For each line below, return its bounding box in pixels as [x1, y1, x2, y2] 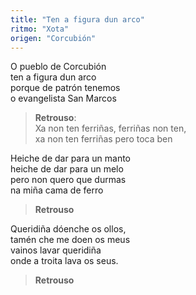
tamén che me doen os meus [10, 234, 131, 246]
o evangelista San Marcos [10, 92, 117, 105]
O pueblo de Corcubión [10, 61, 107, 73]
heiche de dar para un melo [10, 163, 124, 175]
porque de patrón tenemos [10, 82, 121, 94]
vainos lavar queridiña [10, 244, 102, 256]
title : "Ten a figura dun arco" [10, 14, 145, 25]
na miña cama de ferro [10, 184, 104, 196]
